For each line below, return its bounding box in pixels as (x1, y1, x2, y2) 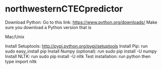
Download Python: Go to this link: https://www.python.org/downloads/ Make (5, 19, 158, 25)
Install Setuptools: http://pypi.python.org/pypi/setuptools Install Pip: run (5, 43, 148, 49)
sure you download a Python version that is (5, 24, 92, 30)
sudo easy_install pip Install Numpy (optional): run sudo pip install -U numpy (5, 48, 157, 54)
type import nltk (5, 58, 37, 64)
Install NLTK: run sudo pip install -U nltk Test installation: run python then (5, 53, 151, 59)
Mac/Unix (5, 34, 25, 40)
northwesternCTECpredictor (5, 3, 123, 14)
